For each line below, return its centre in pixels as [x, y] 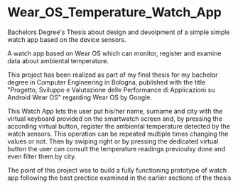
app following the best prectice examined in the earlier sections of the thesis [119, 178]
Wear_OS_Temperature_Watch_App [115, 12]
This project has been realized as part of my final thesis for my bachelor [113, 75]
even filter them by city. [42, 156]
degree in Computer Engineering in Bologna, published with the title [107, 82]
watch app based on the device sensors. [67, 39]
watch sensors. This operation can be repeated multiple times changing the [118, 134]
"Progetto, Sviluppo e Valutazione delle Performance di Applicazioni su [111, 90]
